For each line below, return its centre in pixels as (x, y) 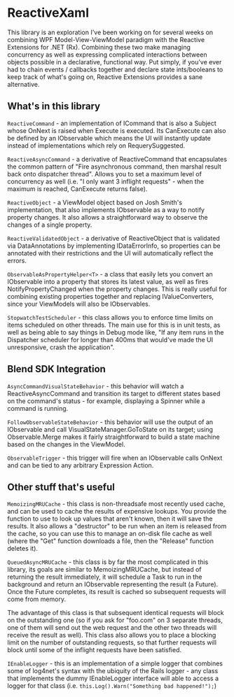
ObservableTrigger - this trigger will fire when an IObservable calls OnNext (115, 458)
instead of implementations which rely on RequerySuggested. (96, 146)
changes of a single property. (50, 225)
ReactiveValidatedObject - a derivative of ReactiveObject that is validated (114, 238)
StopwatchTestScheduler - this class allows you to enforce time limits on (110, 317)
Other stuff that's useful (61, 487)
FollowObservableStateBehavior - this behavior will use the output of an (110, 422)
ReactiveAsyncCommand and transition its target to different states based (114, 393)
